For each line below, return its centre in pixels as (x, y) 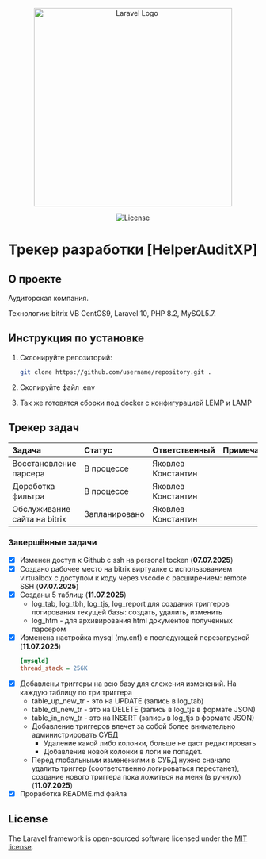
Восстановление (44, 463)
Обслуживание (42, 509)
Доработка (34, 486)
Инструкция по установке (76, 339)
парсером (49, 629)
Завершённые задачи (53, 542)
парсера (28, 473)
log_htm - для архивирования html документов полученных (132, 620)
